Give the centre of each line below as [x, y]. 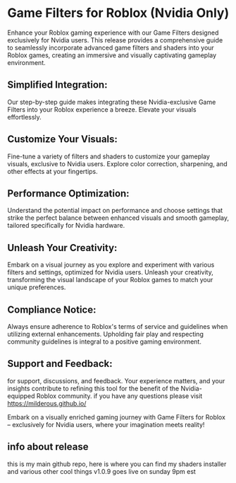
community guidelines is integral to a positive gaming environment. [105, 342]
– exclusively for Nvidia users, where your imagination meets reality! [106, 424]
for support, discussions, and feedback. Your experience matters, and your [116, 380]
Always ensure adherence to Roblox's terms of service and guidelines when [118, 326]
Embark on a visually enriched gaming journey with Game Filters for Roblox [116, 417]
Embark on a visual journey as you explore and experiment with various [111, 265]
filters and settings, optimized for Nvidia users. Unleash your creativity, [110, 272]
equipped [21, 396]
